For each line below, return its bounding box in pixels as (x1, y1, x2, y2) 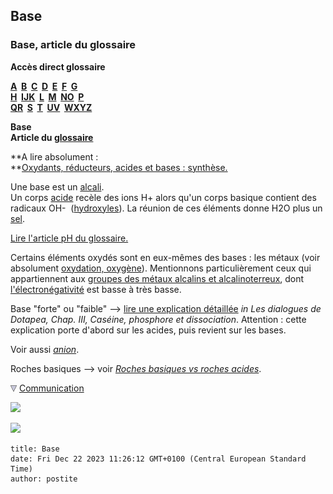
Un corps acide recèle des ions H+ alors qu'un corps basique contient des (10, 191, 317, 203)
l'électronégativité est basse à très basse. (10, 283, 182, 295)
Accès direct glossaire (10, 60, 106, 73)
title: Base (10, 444, 60, 454)
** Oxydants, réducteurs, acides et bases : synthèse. (10, 161, 228, 173)
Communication (18, 382, 85, 394)
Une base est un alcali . (10, 180, 105, 193)
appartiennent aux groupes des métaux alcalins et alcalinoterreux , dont (10, 272, 305, 284)
